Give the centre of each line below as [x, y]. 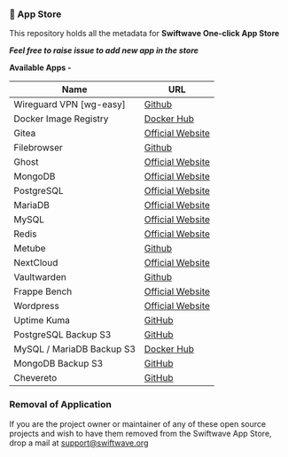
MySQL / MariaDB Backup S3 [74, 349]
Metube [30, 249]
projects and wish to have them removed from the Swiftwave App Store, [140, 433]
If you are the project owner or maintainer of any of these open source [138, 423]
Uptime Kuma [42, 321]
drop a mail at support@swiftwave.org [79, 443]
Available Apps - [40, 68]
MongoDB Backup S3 [58, 364]
